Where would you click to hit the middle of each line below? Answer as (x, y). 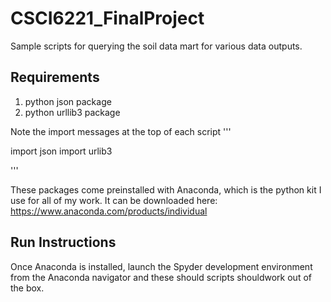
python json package (68, 101)
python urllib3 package (72, 112)
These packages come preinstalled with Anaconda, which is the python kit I (166, 189)
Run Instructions (63, 242)
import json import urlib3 (61, 151)
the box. (27, 288)
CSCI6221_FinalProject (107, 18)
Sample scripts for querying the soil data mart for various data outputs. (156, 46)
